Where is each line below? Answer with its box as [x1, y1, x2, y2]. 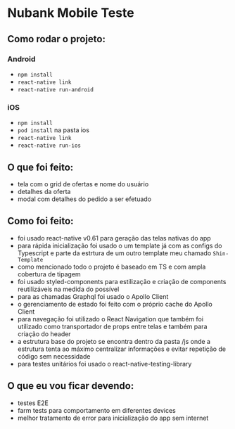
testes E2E [17, 399, 49, 407]
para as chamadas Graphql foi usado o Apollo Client [17, 292, 169, 300]
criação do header [17, 329, 72, 338]
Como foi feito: [7, 215, 74, 227]
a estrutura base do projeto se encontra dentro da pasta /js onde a [17, 337, 211, 345]
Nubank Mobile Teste [7, 5, 135, 21]
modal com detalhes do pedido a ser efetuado [17, 195, 152, 203]
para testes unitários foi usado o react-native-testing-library [17, 359, 192, 368]
